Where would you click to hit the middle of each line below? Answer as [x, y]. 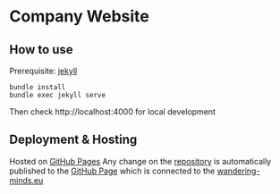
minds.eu [26, 180]
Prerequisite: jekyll [43, 71]
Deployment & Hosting [73, 140]
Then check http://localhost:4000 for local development [113, 112]
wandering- [238, 171]
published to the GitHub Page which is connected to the [112, 171]
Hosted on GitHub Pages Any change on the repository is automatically [140, 161]
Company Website [79, 17]
